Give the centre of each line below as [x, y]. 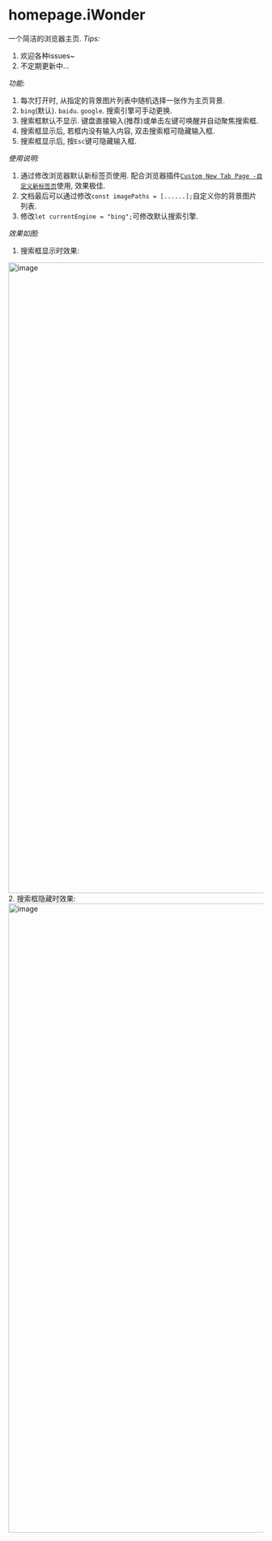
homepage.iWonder [77, 15]
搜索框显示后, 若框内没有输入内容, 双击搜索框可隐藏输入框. [117, 131]
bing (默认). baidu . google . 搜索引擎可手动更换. [96, 110]
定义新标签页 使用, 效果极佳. [63, 185]
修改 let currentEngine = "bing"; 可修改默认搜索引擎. [109, 216]
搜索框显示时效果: [49, 250]
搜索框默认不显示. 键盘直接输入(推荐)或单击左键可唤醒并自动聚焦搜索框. [139, 120]
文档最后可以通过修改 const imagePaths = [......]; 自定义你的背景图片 [138, 196]
